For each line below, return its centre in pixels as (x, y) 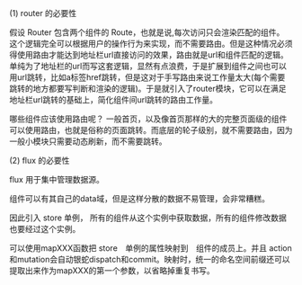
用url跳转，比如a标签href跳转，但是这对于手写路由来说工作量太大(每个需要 (147, 77)
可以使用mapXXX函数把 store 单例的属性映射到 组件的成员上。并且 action (151, 248)
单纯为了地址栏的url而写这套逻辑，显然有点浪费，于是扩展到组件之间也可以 (148, 66)
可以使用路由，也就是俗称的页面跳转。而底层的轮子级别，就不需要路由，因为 (151, 130)
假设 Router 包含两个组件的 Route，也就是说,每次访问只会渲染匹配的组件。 (147, 32)
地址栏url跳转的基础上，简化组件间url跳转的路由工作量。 (114, 100)
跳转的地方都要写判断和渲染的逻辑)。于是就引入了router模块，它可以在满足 (148, 89)
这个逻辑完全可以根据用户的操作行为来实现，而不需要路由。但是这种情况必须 (151, 44)
